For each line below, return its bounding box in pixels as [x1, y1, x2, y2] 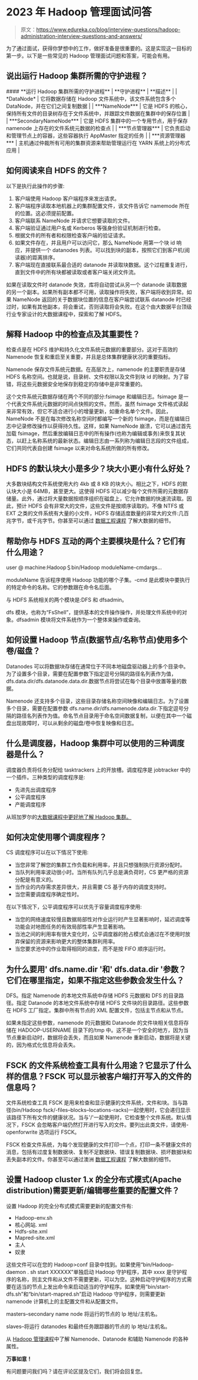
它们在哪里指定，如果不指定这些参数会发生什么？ [6, 975, 184, 985]
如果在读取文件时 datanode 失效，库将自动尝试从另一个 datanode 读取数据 [6, 281, 187, 288]
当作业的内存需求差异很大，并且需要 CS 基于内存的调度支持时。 [14, 883, 170, 891]
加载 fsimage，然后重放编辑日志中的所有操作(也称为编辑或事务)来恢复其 [6, 430, 181, 437]
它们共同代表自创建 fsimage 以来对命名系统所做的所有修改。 [6, 445, 153, 452]
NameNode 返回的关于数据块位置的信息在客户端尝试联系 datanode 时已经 [12, 296, 192, 303]
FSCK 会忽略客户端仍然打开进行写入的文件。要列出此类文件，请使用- [21, 1121, 189, 1129]
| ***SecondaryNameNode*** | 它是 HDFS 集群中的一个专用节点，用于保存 [6, 117, 189, 124]
